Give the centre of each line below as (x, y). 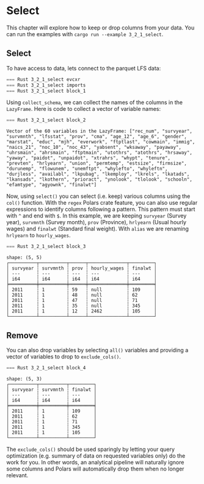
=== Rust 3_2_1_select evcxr (43, 79)
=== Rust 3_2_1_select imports (46, 85)
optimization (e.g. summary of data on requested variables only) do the (96, 456)
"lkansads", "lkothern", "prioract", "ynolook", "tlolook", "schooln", (99, 180)
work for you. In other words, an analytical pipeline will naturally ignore (95, 462)
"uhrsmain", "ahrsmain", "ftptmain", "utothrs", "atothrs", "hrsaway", (99, 153)
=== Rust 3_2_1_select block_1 (46, 91)
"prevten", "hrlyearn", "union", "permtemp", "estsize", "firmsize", (97, 164)
